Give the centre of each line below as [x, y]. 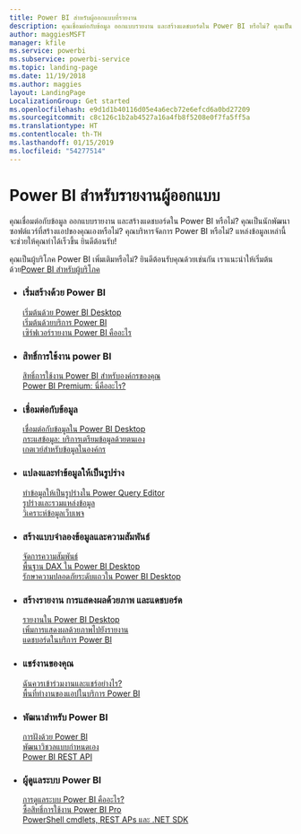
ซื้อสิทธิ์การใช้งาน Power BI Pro [72, 810]
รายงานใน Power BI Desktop [71, 620]
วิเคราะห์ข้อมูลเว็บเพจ [53, 513]
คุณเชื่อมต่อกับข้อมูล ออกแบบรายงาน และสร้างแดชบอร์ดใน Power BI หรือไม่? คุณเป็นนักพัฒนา [150, 221]
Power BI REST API [57, 756]
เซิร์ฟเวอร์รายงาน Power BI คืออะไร [77, 332]
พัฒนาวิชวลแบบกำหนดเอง [60, 746]
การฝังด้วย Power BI [55, 736]
